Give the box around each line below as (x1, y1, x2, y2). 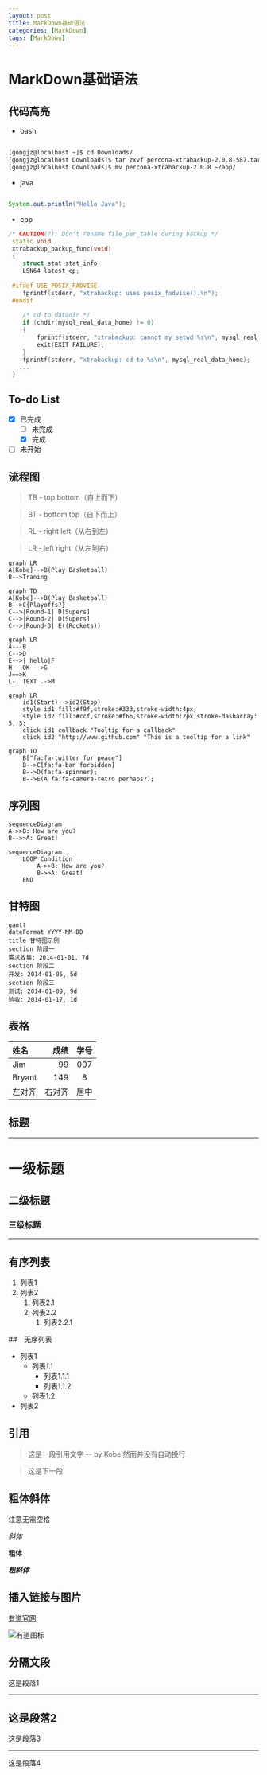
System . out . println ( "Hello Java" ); (8, 200, 126, 208)
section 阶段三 (8, 979, 55, 987)
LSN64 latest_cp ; (22, 267, 80, 275)
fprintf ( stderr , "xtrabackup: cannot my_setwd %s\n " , (37, 333, 219, 341)
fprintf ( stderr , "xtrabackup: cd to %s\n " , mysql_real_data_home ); (22, 356, 250, 364)
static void (11, 237, 52, 245)
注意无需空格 (8, 1514, 50, 1524)
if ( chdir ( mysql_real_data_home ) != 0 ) (22, 319, 155, 327)
